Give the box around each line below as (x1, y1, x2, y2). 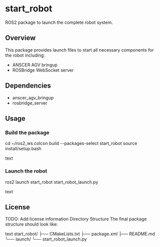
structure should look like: (5, 221, 58, 227)
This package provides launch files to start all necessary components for (5, 47, 154, 53)
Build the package (5, 129, 50, 136)
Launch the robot (5, 168, 48, 175)
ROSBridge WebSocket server (12, 67, 74, 73)
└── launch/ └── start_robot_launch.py (5, 236, 87, 242)
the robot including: (5, 52, 46, 58)
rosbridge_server (12, 100, 48, 106)
